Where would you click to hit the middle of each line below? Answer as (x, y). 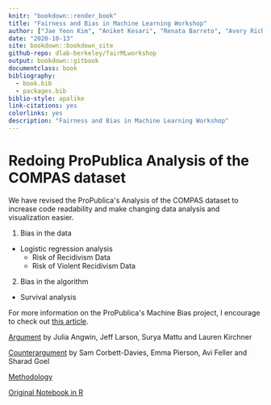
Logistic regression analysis (66, 248)
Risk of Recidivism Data (71, 257)
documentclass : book (43, 69)
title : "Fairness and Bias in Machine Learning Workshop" (108, 23)
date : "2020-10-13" (41, 38)
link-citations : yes (43, 106)
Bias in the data (46, 233)
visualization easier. (41, 217)
